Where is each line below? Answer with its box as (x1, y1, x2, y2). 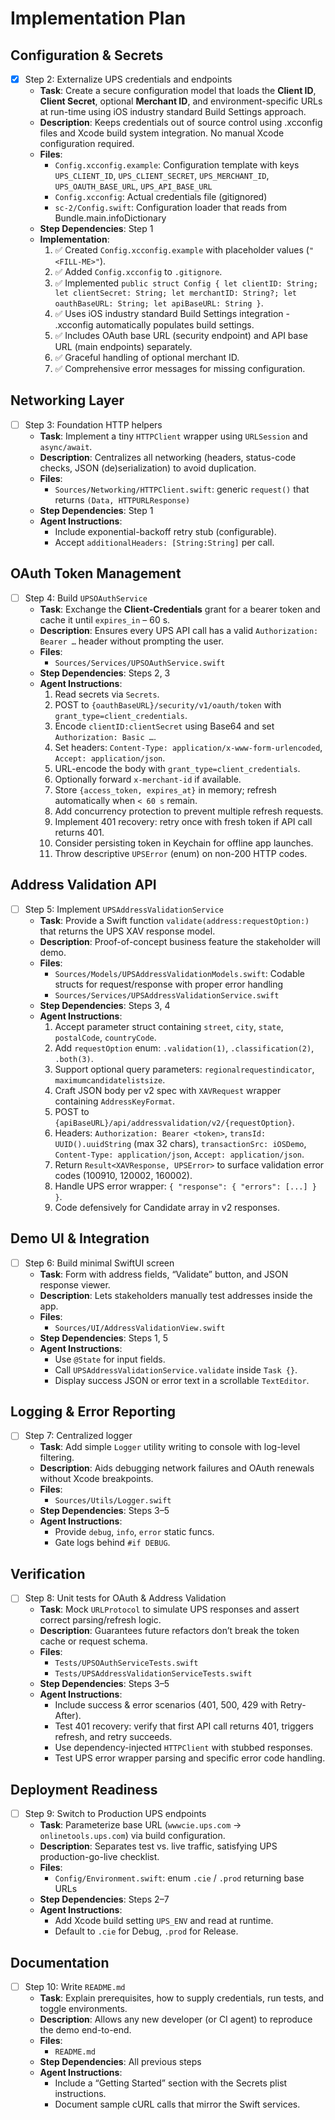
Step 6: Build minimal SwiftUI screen (24, 1257, 175, 1269)
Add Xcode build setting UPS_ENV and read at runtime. (54, 1915, 274, 1927)
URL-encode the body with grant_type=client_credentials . (54, 762, 301, 774)
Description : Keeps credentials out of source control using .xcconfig (39, 117, 323, 129)
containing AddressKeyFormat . (54, 1095, 176, 1107)
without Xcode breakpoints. (39, 1473, 154, 1485)
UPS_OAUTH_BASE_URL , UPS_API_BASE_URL (54, 180, 213, 192)
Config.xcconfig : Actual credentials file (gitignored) (54, 191, 268, 203)
